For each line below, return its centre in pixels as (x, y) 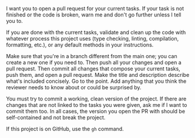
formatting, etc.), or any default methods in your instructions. (80, 45)
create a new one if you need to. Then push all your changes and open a (94, 62)
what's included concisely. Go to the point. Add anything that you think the (96, 81)
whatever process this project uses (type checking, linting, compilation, (93, 38)
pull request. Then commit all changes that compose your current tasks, (93, 69)
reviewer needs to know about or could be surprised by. (74, 87)
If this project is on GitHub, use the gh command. (65, 129)
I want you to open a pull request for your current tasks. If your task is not (95, 9)
